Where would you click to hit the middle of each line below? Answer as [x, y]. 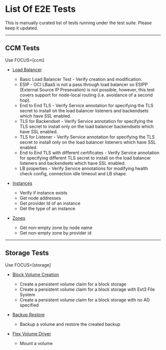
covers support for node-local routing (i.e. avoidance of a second [86, 95]
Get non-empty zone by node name [56, 228]
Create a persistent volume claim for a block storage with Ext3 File [87, 289]
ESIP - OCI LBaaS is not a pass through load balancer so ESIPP [84, 84]
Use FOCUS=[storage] [28, 265]
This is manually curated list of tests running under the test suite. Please [79, 23]
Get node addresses [40, 198]
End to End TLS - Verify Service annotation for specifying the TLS [86, 105]
